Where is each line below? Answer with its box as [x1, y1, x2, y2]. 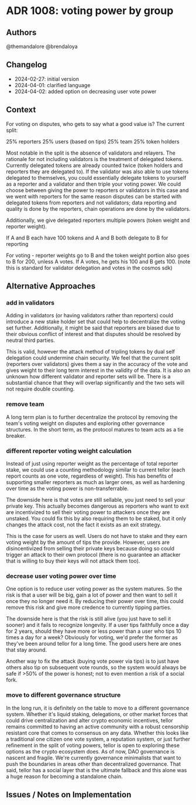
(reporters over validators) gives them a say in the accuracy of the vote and [6, 361, 188, 368]
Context [6, 105, 36, 115]
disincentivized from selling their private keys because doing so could [6, 544, 174, 551]
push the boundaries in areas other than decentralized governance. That [6, 760, 181, 768]
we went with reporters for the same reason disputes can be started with [6, 193, 182, 200]
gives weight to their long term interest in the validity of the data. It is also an [6, 367, 191, 374]
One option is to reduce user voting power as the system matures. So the [6, 585, 183, 592]
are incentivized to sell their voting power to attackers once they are [6, 508, 170, 516]
